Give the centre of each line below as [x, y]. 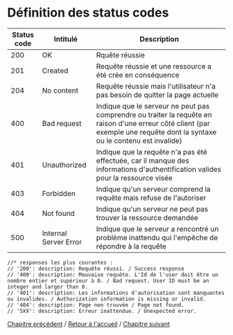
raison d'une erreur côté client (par [153, 123]
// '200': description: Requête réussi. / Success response [96, 269]
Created [55, 71]
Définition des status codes [88, 13]
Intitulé [66, 39]
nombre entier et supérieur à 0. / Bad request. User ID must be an [108, 281]
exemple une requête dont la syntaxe [156, 132]
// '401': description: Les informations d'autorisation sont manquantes [116, 293]
